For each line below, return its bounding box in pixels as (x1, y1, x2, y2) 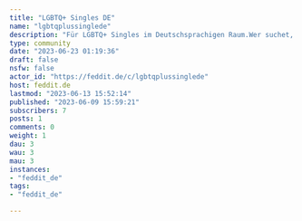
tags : (9, 182, 30, 191)
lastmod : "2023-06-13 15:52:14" (9, 89, 132, 98)
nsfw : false (9, 64, 54, 73)
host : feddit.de (9, 81, 71, 90)
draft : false (9, 55, 59, 64)
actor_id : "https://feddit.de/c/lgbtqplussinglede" (9, 72, 209, 82)
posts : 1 (9, 114, 43, 123)
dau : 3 (9, 139, 34, 149)
